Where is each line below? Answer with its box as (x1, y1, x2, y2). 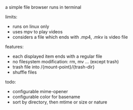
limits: (5, 14, 17, 19)
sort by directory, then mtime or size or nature (12, 99, 107, 105)
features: (5, 44, 24, 49)
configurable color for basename (12, 94, 80, 100)
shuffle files (12, 69, 37, 75)
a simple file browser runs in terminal (5, 4, 81, 10)
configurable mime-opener (12, 89, 68, 94)
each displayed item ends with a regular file (12, 53, 102, 59)
